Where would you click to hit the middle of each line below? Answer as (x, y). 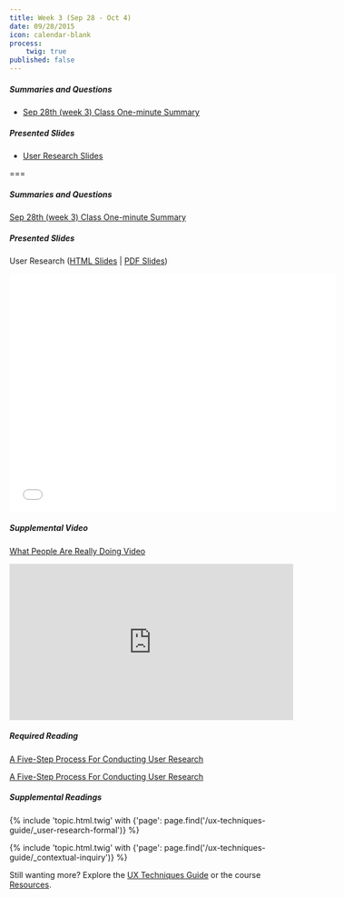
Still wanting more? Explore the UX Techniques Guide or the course (135, 874)
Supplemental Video (49, 528)
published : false (42, 60)
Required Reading (44, 736)
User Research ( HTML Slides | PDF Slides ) (88, 261)
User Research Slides (63, 155)
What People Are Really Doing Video (78, 551)
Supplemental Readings (56, 797)
